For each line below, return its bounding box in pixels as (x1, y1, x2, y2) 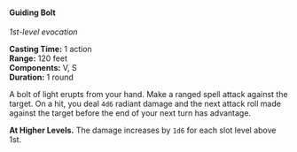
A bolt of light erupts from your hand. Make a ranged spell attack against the (9, 89, 288, 100)
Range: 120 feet (9, 53, 68, 64)
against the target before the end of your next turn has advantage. (9, 108, 251, 118)
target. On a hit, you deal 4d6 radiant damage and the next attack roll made (9, 98, 282, 110)
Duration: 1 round (9, 72, 74, 83)
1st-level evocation (9, 27, 78, 37)
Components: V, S (9, 63, 77, 73)
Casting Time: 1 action (9, 44, 93, 55)
